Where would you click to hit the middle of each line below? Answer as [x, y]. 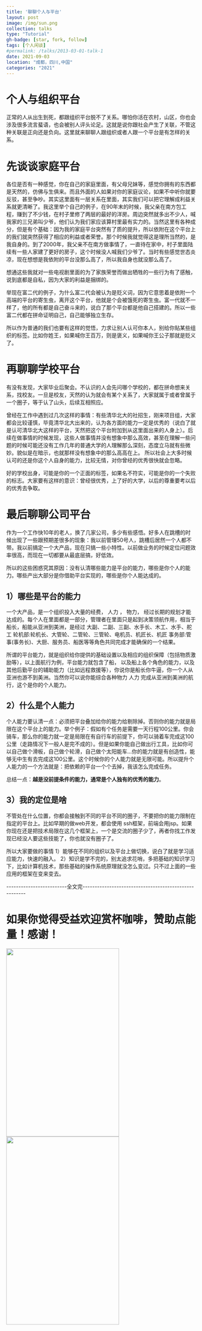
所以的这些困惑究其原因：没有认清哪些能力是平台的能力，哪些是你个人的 [96, 568]
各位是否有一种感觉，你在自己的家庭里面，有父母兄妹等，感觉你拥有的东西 [98, 184]
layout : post [23, 17]
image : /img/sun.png [32, 23]
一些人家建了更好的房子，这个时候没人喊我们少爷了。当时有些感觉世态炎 [106, 252]
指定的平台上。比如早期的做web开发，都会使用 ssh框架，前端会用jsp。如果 [99, 823]
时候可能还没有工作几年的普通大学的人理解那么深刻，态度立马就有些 [101, 445]
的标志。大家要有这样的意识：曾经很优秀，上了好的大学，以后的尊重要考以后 [101, 481]
